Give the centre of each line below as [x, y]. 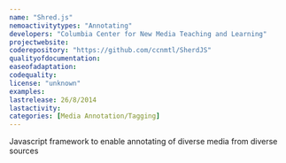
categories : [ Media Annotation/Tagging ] [85, 116]
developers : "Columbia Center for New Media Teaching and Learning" [138, 34]
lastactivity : [35, 108]
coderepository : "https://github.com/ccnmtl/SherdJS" [111, 50]
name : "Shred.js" [41, 17]
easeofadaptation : [43, 67]
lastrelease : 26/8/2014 [53, 100]
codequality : [33, 75]
